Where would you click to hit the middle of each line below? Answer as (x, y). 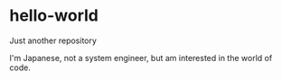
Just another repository (53, 40)
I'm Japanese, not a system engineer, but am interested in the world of (141, 58)
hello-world (54, 16)
